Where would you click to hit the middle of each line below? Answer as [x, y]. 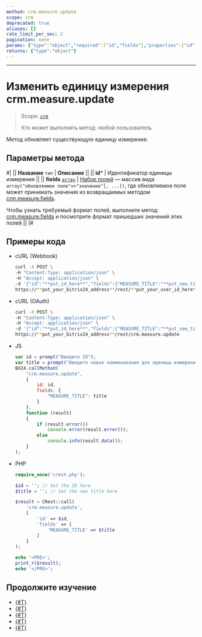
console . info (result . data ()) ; [85, 441]
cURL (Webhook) [36, 256]
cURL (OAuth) [32, 301]
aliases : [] [21, 29]
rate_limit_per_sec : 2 [35, 34]
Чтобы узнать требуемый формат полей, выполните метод [82, 210]
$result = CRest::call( [45, 502]
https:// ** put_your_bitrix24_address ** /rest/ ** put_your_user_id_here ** [106, 290]
